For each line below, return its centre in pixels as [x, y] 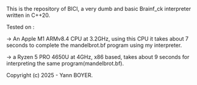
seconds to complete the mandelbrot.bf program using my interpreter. [94, 45]
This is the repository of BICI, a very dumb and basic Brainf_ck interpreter [99, 9]
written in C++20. [28, 15]
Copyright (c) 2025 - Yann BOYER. [50, 75]
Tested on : [20, 27]
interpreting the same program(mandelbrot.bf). [65, 63]
